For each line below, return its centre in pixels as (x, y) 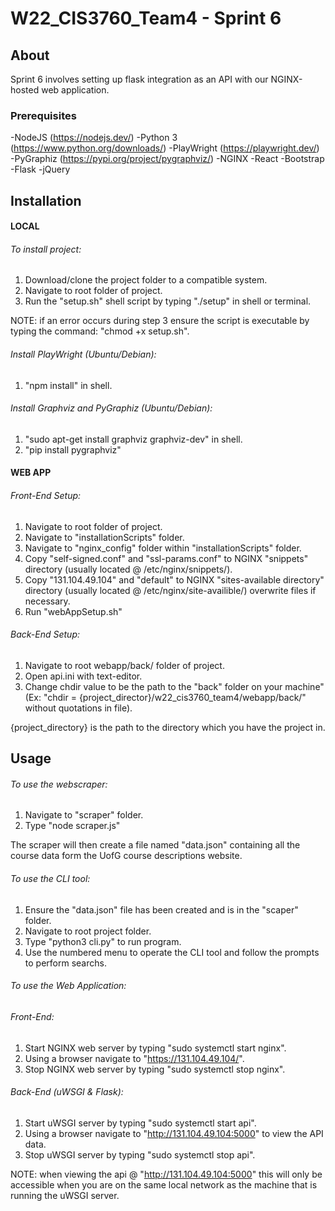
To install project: (46, 249)
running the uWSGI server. (65, 1195)
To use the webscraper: (59, 784)
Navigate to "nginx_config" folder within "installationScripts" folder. (163, 548)
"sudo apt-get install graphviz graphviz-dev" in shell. (133, 439)
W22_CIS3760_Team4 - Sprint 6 (146, 18)
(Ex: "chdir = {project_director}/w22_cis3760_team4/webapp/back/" (165, 697)
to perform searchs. (65, 963)
